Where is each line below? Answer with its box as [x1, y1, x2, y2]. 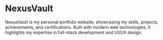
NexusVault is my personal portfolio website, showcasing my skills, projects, [5, 19, 159, 25]
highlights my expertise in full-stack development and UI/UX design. [5, 29, 143, 35]
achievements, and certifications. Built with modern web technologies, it [5, 24, 151, 30]
